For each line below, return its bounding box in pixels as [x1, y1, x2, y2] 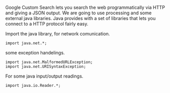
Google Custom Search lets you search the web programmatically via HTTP [5, 5, 165, 10]
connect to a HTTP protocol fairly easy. [5, 21, 88, 27]
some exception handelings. [5, 50, 65, 55]
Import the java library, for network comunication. [5, 31, 110, 36]
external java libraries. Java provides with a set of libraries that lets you [5, 15, 156, 21]
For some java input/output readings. [5, 73, 84, 79]
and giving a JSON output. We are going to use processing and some [5, 10, 152, 16]
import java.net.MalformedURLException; [5, 60, 93, 65]
